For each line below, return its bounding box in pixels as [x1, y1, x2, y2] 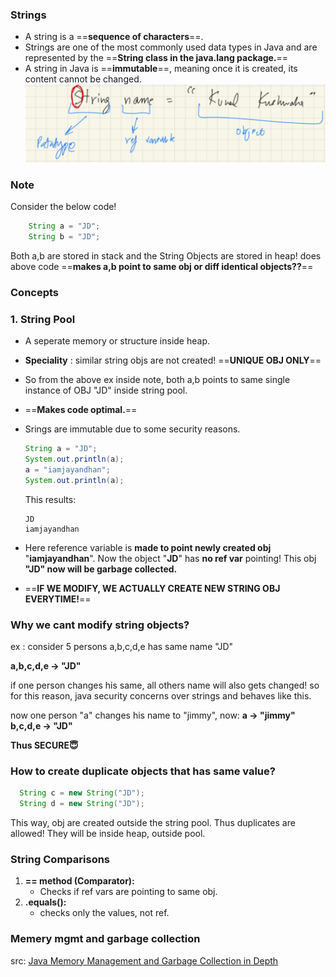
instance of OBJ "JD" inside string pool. [24, 384, 188, 397]
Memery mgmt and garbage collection [10, 932, 201, 946]
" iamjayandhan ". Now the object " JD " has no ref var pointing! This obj [24, 552, 317, 564]
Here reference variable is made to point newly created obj [24, 541, 272, 553]
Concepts [10, 285, 60, 299]
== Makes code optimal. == [24, 404, 138, 416]
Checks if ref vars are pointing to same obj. [39, 886, 218, 898]
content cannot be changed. [24, 73, 142, 85]
